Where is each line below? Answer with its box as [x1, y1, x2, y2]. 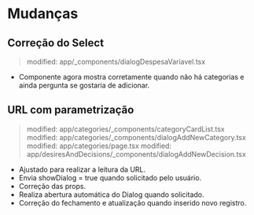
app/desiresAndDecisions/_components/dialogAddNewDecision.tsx [26, 149, 247, 158]
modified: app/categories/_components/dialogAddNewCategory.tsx [26, 132, 247, 142]
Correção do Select [7, 36, 104, 50]
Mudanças [7, 5, 79, 23]
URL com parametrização [7, 103, 134, 117]
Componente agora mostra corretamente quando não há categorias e [18, 72, 245, 81]
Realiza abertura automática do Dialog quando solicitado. [18, 190, 205, 199]
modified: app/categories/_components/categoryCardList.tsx [26, 124, 225, 134]
